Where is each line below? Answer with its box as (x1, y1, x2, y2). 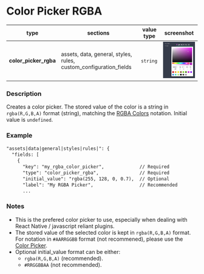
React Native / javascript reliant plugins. (15, 222, 115, 230)
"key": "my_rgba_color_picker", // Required (22, 164, 170, 170)
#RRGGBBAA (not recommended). (24, 261, 102, 268)
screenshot (164, 29, 194, 36)
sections (87, 29, 110, 36)
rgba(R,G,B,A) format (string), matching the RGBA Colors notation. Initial (6, 109, 187, 116)
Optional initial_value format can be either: (15, 248, 120, 255)
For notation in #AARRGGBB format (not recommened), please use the (15, 235, 183, 242)
